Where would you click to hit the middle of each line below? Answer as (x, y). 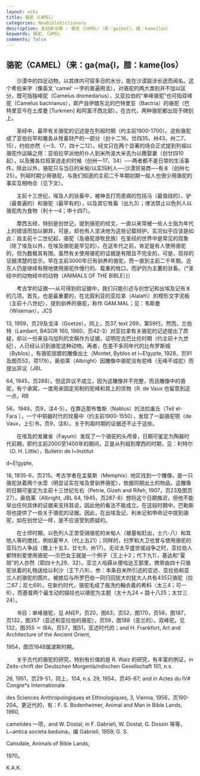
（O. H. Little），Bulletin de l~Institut (50, 451)
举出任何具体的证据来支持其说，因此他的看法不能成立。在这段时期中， (92, 505)
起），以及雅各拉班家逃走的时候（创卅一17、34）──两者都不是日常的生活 (95, 160)
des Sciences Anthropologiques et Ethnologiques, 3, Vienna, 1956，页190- (98, 697)
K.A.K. (14, 768)
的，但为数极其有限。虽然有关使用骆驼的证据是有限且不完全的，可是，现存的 (100, 253)
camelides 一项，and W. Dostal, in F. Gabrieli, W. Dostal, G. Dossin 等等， (96, 724)
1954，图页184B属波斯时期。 (42, 646)
